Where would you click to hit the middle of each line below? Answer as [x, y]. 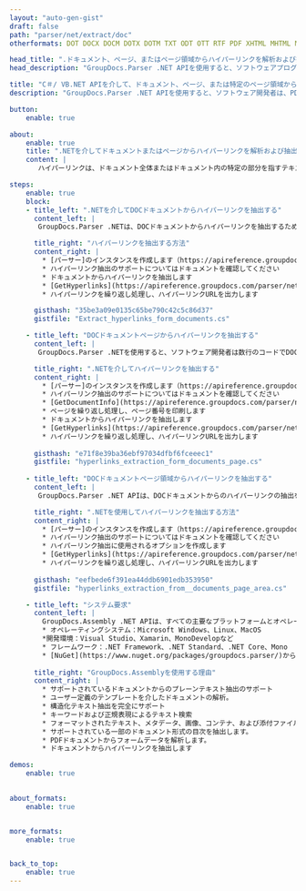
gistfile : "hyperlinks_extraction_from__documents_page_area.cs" [160, 588]
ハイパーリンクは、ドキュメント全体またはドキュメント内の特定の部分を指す [160, 168]
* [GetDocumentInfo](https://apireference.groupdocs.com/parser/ [169, 403]
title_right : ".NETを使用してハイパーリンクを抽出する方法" [137, 512]
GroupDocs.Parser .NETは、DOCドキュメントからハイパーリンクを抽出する [161, 227]
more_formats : [36, 831]
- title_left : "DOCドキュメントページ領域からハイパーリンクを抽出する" [149, 479]
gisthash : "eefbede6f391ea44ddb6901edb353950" [123, 580]
